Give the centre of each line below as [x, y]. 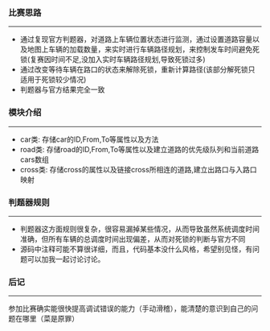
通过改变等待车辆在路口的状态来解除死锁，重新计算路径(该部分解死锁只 [137, 69]
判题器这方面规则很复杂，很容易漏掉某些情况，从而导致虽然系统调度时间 [139, 229]
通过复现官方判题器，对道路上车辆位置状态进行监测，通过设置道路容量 [136, 39]
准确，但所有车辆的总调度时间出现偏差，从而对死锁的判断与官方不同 [133, 238]
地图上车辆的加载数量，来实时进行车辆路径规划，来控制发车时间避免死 [143, 49]
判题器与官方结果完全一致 [62, 89]
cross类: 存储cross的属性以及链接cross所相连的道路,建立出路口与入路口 [138, 169]
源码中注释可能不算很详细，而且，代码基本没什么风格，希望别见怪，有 [136, 249]
